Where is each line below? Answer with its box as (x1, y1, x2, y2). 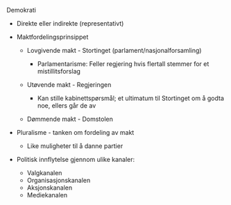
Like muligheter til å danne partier (26, 142, 123, 150)
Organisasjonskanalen (26, 177, 91, 184)
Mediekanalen (26, 191, 68, 199)
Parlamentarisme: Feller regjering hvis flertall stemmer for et (37, 60, 209, 68)
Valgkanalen (26, 169, 62, 177)
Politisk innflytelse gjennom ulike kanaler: (16, 156, 135, 163)
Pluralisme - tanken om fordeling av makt (16, 129, 135, 136)
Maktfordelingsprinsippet (16, 33, 89, 41)
